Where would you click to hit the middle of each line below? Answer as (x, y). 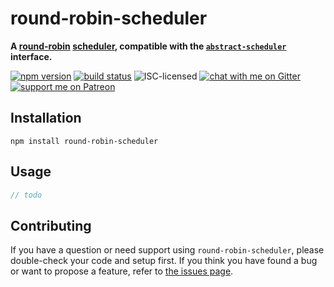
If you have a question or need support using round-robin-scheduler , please (167, 250)
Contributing (51, 225)
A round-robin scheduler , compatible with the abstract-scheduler (148, 46)
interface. (31, 56)
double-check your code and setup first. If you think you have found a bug (164, 261)
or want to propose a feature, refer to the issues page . (122, 271)
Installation (46, 118)
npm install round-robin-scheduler (84, 141)
